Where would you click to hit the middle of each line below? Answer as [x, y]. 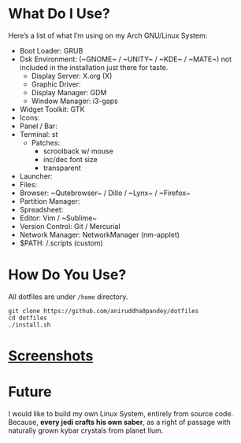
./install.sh [30, 325]
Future [30, 392]
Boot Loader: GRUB [51, 50]
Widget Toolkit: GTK [52, 109]
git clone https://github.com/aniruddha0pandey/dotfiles [104, 311]
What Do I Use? [59, 14]
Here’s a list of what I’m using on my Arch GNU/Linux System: [108, 35]
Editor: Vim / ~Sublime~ [58, 218]
